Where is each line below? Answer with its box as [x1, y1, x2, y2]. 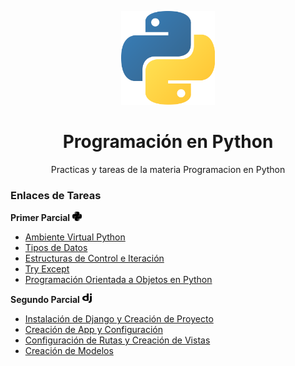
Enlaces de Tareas [10, 188, 102, 202]
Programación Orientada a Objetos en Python [24, 274, 213, 286]
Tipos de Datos [24, 242, 88, 254]
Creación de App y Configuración [24, 324, 163, 336]
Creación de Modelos [24, 345, 114, 357]
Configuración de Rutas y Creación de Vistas [24, 334, 211, 346]
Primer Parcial [10, 212, 71, 224]
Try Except [24, 263, 70, 275]
